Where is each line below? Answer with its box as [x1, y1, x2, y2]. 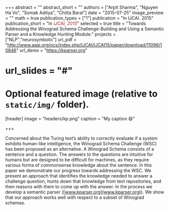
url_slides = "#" [5, 65, 73, 76]
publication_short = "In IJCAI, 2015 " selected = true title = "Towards [5, 20, 146, 26]
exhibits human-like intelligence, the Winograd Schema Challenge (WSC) [5, 141, 157, 147]
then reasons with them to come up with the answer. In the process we [5, 184, 153, 190]
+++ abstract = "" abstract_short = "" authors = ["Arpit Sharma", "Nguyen [5, 5, 158, 10]
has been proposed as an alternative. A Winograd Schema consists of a [5, 146, 154, 152]
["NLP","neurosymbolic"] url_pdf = [5, 36, 77, 43]
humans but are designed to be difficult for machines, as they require [5, 157, 149, 163]
